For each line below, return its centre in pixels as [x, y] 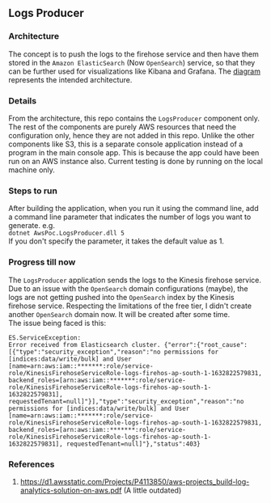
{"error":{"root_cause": [206, 344]
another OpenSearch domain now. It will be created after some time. [119, 314]
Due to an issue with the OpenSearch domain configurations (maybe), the [128, 288]
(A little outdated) [152, 490]
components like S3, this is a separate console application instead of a [126, 144]
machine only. [32, 170]
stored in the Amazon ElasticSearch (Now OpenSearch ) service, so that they [132, 62]
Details [23, 100]
